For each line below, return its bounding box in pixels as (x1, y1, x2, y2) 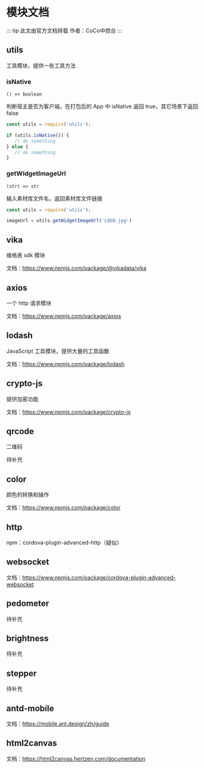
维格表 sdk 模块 (6, 252, 46, 259)
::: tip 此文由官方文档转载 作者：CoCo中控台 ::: (6, 27, 122, 34)
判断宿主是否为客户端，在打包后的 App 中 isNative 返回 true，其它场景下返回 (6, 103, 199, 110)
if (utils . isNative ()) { (6, 132, 69, 138)
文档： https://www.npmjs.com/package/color (6, 504, 121, 512)
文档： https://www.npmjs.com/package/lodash (6, 360, 125, 367)
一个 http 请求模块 (6, 299, 52, 306)
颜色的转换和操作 (6, 491, 49, 498)
